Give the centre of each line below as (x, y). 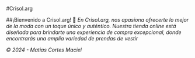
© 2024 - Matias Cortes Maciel (44, 50)
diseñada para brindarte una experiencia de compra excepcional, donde (94, 32)
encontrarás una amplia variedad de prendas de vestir (72, 38)
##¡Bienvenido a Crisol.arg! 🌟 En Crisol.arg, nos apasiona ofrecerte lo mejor (97, 20)
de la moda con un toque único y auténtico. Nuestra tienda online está (91, 26)
